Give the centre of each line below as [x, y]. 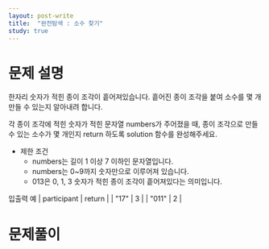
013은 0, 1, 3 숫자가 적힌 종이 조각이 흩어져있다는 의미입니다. [127, 181]
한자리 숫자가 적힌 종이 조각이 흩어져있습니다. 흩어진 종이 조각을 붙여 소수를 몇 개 [135, 97]
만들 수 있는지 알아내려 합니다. [56, 107]
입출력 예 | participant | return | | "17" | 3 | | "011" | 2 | [95, 199]
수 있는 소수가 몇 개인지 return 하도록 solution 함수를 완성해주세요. [113, 135]
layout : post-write [41, 16]
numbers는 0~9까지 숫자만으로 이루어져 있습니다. [110, 172]
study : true [28, 31]
